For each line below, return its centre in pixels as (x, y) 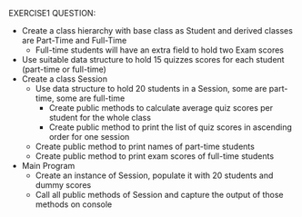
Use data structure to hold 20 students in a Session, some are (151, 89)
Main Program (48, 166)
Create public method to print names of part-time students (145, 146)
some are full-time (91, 98)
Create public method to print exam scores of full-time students (155, 156)
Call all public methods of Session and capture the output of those (159, 195)
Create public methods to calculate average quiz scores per (161, 108)
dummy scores (63, 185)
